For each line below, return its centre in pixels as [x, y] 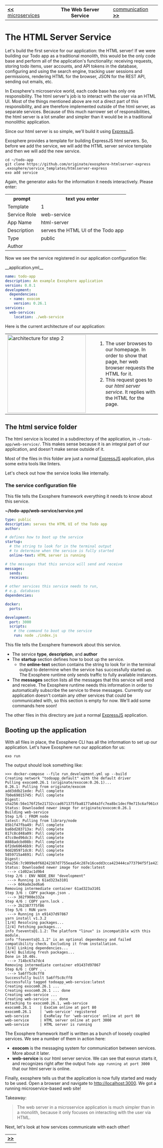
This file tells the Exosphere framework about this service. [63, 645]
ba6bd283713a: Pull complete [34, 829]
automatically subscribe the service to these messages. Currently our [81, 690]
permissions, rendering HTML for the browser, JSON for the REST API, [75, 76]
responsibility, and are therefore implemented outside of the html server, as [80, 106]
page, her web [122, 361]
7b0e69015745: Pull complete [34, 795]
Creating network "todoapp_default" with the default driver [68, 778]
